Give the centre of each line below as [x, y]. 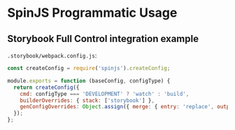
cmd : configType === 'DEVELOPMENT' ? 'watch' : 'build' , [105, 94]
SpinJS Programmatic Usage [92, 13]
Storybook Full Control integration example [103, 39]
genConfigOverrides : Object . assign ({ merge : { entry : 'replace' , [117, 107]
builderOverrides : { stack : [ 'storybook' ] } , [87, 100]
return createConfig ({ [47, 87]
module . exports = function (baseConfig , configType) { [89, 81]
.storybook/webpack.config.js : [52, 55]
